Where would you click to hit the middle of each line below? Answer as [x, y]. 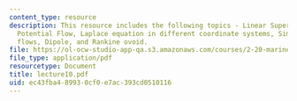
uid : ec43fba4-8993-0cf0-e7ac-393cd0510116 [91, 83]
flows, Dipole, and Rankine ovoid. [83, 42]
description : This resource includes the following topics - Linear [138, 25]
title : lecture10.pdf [49, 75]
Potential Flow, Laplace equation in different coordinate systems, [146, 33]
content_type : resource [53, 17]
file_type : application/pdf [61, 58]
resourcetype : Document [53, 67]
